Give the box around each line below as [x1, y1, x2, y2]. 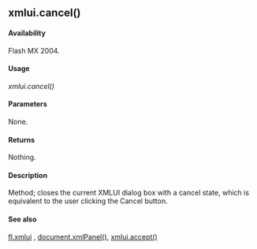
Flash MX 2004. [8, 46, 61, 55]
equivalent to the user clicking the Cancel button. [8, 196, 168, 206]
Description [8, 170, 48, 180]
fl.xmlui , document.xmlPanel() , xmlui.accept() [8, 232, 158, 241]
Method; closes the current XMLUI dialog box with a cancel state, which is [8, 188, 250, 198]
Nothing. [8, 153, 37, 162]
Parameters [8, 99, 47, 109]
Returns [8, 135, 35, 144]
